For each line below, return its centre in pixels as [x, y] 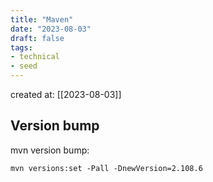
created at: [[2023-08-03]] [66, 94]
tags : [21, 47]
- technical [35, 57]
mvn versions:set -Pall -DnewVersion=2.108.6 [106, 168]
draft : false [37, 38]
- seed [24, 66]
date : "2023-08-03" [51, 29]
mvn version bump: [50, 150]
